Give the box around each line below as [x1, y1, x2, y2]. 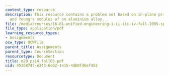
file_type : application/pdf [5, 26, 64, 31]
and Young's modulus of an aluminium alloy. [10, 16, 105, 21]
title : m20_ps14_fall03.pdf [5, 58, 64, 63]
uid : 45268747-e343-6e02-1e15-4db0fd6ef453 [5, 63, 98, 68]
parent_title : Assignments [5, 44, 62, 49]
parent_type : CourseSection [5, 49, 64, 54]
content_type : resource [5, 7, 55, 12]
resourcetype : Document [5, 53, 55, 59]
